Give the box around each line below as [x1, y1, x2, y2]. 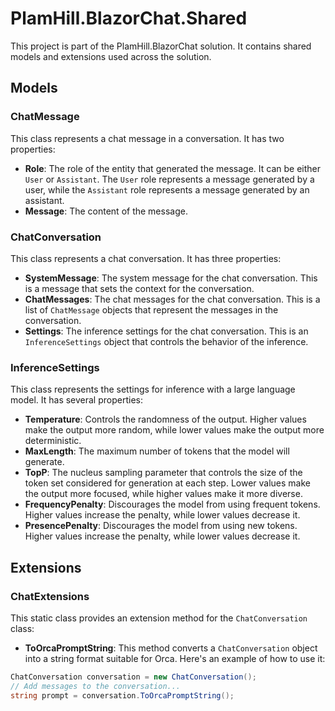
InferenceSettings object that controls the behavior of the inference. [24, 335, 309, 347]
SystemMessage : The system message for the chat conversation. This [24, 272, 318, 284]
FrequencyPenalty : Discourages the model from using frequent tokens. [24, 498, 321, 511]
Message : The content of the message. [24, 205, 188, 217]
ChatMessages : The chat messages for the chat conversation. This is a [24, 293, 321, 305]
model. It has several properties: [10, 394, 143, 406]
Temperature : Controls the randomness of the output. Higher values [24, 413, 307, 426]
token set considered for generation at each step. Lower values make [24, 477, 311, 489]
